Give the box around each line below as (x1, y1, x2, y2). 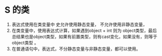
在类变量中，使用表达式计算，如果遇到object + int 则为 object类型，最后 (11, 27, 157, 33)
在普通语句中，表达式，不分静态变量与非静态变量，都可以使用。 (11, 46, 140, 52)
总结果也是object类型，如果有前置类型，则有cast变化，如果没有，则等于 (11, 34, 158, 39)
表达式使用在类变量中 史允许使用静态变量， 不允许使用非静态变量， (11, 21, 147, 27)
